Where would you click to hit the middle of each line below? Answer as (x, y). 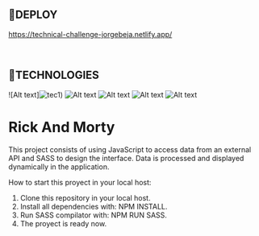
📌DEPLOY (33, 15)
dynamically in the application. (59, 167)
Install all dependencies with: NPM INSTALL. (94, 206)
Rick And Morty (62, 127)
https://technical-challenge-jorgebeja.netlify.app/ (90, 34)
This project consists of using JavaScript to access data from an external (130, 149)
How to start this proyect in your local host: (80, 182)
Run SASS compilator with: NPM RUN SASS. (94, 215)
